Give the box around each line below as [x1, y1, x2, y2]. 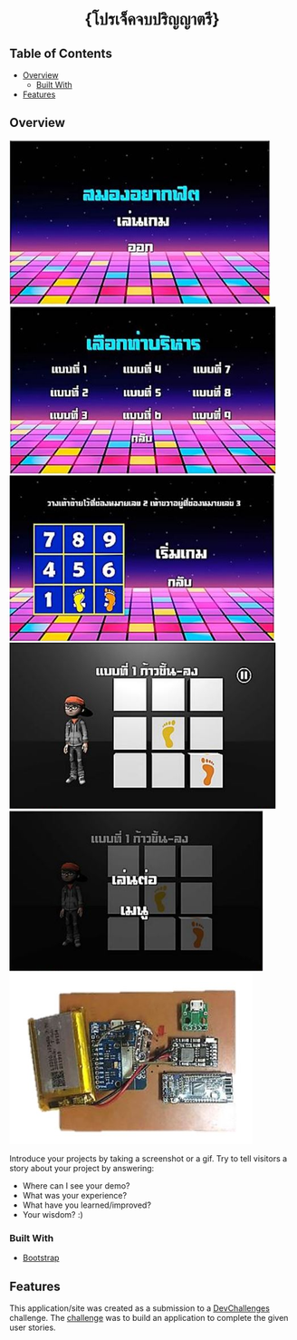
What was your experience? [22, 1189, 128, 1200]
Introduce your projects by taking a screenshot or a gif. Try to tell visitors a [9, 1152, 288, 1164]
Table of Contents [9, 45, 113, 61]
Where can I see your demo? [22, 1180, 130, 1191]
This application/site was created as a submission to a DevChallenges [9, 1302, 270, 1314]
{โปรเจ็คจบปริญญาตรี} [84, 9, 220, 30]
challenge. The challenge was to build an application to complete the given [9, 1312, 289, 1323]
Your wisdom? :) [22, 1209, 83, 1219]
